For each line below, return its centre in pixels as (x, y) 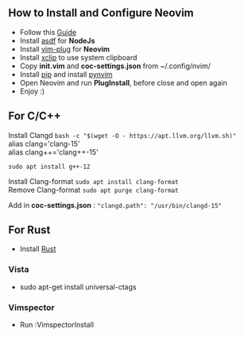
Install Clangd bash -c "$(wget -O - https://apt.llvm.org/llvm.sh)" (122, 135)
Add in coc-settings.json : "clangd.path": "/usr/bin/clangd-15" (115, 205)
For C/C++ (35, 116)
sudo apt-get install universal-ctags (78, 287)
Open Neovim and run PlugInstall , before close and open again (124, 82)
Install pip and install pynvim (66, 74)
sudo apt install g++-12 (49, 167)
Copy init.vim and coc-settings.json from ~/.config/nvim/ (115, 66)
